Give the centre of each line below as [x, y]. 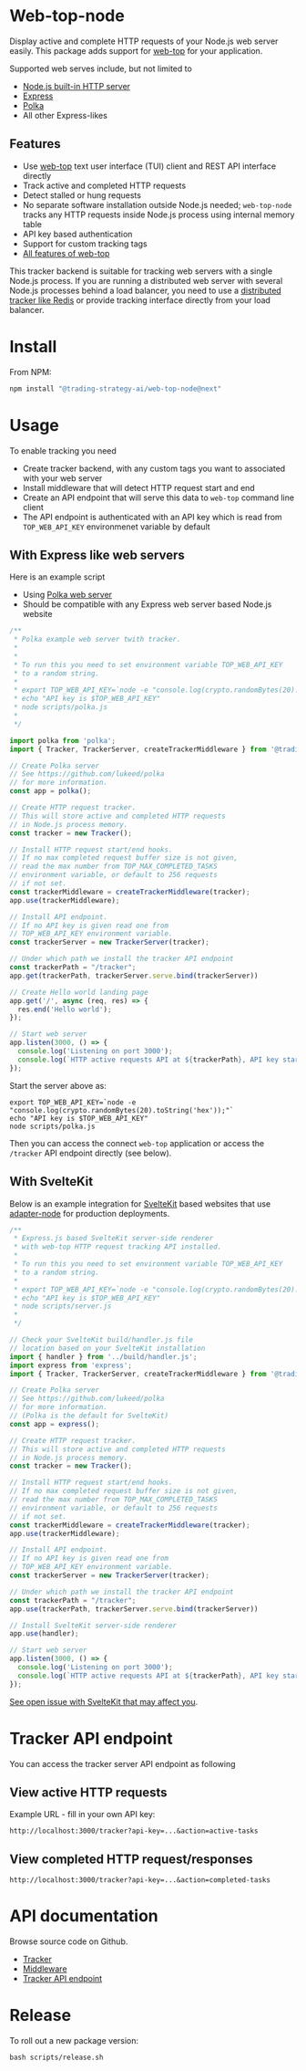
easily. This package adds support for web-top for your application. [136, 50]
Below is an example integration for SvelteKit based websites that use [140, 1203]
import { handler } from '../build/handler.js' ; [103, 1356]
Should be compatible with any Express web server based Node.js [147, 604]
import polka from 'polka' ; [63, 740]
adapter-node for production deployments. [90, 1213]
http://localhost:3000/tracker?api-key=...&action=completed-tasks [140, 1880]
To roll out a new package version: [74, 2041]
